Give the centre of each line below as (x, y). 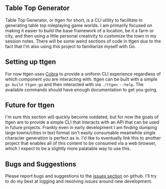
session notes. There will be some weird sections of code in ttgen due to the (83, 41)
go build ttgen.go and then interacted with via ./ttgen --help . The (74, 84)
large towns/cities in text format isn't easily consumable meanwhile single (81, 133)
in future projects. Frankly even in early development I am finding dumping (81, 128)
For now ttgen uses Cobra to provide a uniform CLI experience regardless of (83, 74)
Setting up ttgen (30, 62)
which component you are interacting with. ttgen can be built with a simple (81, 79)
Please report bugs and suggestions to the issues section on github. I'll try (81, 176)
